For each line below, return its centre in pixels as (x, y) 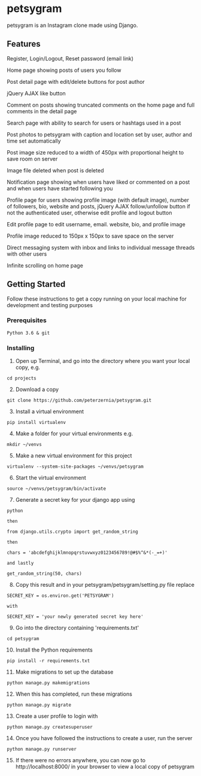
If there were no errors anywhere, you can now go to (80, 760)
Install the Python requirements (54, 650)
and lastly (20, 563)
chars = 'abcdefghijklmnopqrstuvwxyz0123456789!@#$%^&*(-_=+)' (87, 553)
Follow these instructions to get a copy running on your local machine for (97, 299)
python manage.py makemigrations (48, 683)
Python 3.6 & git (28, 333)
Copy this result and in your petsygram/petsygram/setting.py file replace (105, 585)
